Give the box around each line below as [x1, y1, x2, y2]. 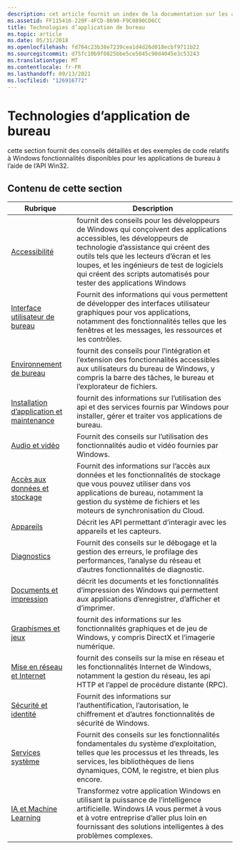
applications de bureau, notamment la [76, 488, 204, 498]
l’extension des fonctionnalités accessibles [76, 355, 220, 365]
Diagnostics [11, 551, 51, 561]
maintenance [11, 416, 55, 426]
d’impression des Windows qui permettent [76, 585, 219, 595]
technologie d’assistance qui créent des [76, 242, 211, 252]
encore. [76, 774, 102, 784]
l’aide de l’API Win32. [7, 161, 69, 170]
